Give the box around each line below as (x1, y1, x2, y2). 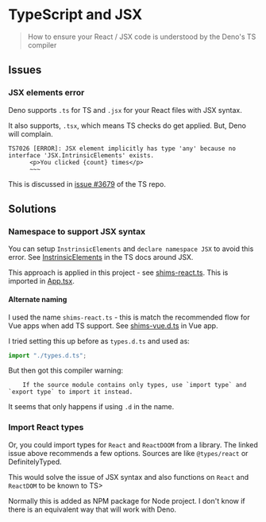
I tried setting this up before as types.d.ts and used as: (8, 336, 191, 346)
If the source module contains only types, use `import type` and (22, 381, 247, 389)
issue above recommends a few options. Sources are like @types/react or (8, 448, 249, 458)
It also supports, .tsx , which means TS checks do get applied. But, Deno (8, 121, 246, 130)
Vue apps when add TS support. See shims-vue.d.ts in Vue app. (8, 320, 218, 331)
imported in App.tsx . (8, 276, 75, 286)
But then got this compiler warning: (8, 365, 123, 375)
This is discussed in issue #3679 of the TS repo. (8, 179, 167, 188)
